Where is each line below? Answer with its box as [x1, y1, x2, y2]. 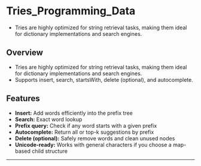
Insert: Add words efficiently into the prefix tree [14, 109, 133, 116]
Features [6, 94, 40, 104]
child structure [32, 147, 68, 155]
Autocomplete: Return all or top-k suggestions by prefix [14, 128, 154, 136]
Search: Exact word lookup [14, 115, 83, 123]
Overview [6, 48, 44, 58]
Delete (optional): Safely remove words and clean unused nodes [14, 134, 175, 142]
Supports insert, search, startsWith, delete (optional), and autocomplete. [14, 76, 193, 83]
